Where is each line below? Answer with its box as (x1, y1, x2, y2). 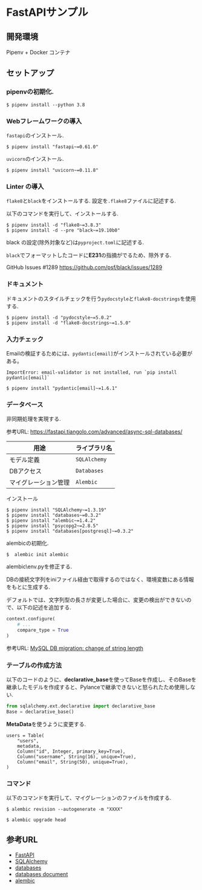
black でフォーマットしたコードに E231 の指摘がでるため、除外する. (6, 252, 172, 259)
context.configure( (6, 616, 56, 622)
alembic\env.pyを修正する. (6, 563, 73, 570)
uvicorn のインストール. (6, 155, 64, 162)
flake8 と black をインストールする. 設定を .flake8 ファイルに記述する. (6, 197, 177, 204)
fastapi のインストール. (6, 131, 64, 139)
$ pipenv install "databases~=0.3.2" (6, 512, 102, 519)
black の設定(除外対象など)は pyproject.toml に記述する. (6, 239, 144, 246)
